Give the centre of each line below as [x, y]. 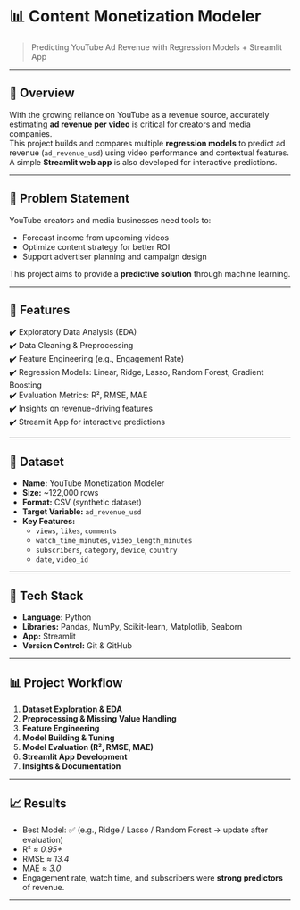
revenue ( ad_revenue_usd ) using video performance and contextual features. [150, 153]
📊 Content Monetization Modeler [135, 17]
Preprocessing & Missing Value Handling [99, 718]
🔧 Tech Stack [46, 595]
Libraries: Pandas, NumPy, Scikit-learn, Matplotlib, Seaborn [132, 626]
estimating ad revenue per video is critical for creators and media [130, 124]
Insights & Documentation [71, 766]
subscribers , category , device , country [106, 550]
